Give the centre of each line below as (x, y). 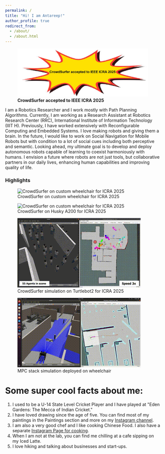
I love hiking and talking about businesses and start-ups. (69, 446)
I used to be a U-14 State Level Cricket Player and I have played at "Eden (86, 404)
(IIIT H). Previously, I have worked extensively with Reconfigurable (72, 126)
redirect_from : (21, 26)
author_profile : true (27, 21)
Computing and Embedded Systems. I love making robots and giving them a (82, 131)
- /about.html (24, 36)
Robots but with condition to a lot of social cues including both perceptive (80, 141)
